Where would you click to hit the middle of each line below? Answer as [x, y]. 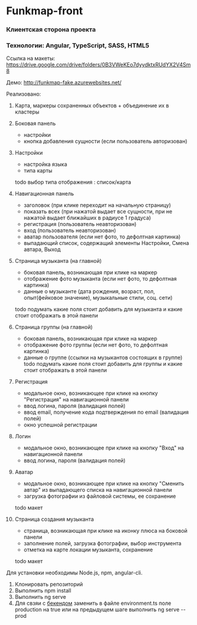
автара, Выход [42, 249]
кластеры [27, 112]
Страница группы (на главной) [54, 327]
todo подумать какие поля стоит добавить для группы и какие [103, 364]
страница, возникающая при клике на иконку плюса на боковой [105, 531]
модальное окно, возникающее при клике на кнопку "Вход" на [104, 448]
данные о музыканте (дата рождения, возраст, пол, [89, 291]
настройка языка [45, 164]
